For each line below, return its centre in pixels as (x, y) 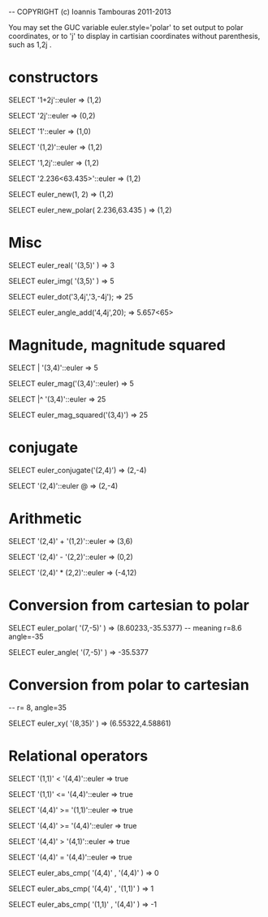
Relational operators (78, 756)
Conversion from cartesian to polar (129, 605)
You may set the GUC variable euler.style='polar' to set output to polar (126, 27)
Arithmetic (45, 518)
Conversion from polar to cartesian (129, 685)
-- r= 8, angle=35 (38, 707)
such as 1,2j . (30, 45)
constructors (54, 77)
